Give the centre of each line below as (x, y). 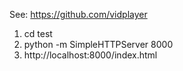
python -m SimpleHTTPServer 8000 (98, 44)
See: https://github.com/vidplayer (78, 14)
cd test (38, 33)
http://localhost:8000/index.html (90, 55)
